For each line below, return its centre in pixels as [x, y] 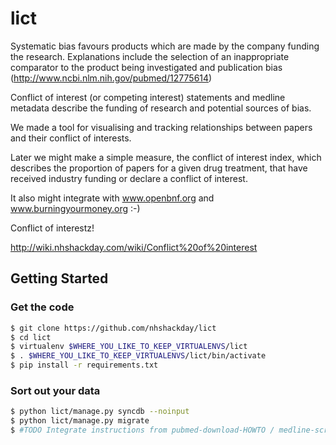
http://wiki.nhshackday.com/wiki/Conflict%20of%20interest [134, 247]
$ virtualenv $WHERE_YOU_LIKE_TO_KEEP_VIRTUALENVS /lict [129, 347]
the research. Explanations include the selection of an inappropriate [150, 56]
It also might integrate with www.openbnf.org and [112, 198]
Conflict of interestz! [52, 228]
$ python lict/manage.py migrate [80, 421]
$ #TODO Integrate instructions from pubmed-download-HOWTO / [142, 430]
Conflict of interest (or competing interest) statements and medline [148, 97]
